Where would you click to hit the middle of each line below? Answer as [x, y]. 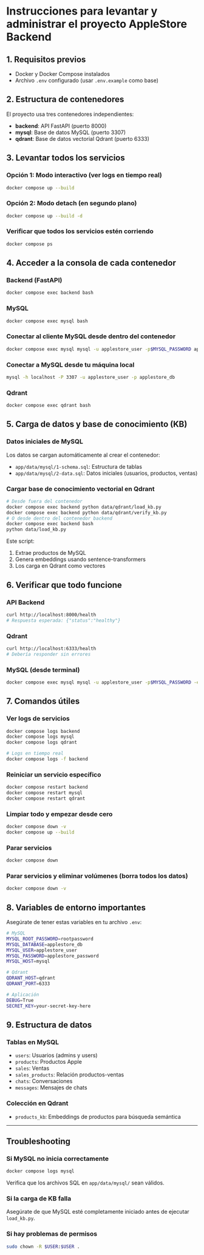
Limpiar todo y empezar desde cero [59, 814]
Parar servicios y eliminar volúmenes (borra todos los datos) [97, 876]
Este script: [20, 541]
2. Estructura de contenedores [65, 99]
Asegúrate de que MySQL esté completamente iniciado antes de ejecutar [98, 1212]
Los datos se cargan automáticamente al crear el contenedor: [83, 455]
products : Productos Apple [48, 1062]
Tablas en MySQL [33, 1042]
